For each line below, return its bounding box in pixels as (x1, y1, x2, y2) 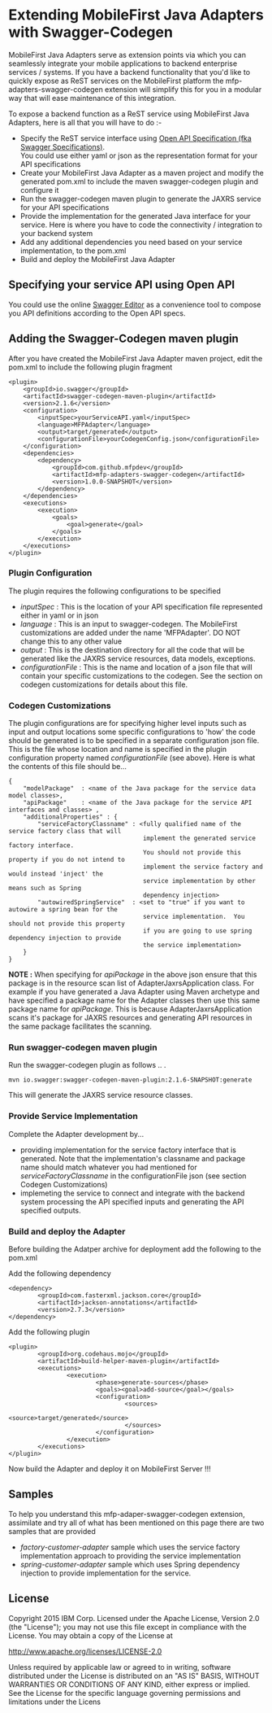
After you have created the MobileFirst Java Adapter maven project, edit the (8, 353, 263, 363)
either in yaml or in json (19, 610, 99, 620)
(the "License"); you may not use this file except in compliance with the (8, 1622, 247, 1632)
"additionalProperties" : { (23, 813, 118, 821)
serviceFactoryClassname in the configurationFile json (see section (19, 1170, 247, 1181)
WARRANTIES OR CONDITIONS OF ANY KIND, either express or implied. (8, 1679, 250, 1689)
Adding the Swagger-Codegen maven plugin (8, 332, 240, 346)
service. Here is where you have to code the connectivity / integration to (19, 220, 262, 229)
